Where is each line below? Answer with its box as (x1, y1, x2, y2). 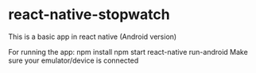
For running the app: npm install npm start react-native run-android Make (8, 47, 248, 56)
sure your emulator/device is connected (8, 56, 139, 65)
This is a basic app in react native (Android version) (8, 32, 177, 41)
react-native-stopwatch (8, 6, 170, 24)
